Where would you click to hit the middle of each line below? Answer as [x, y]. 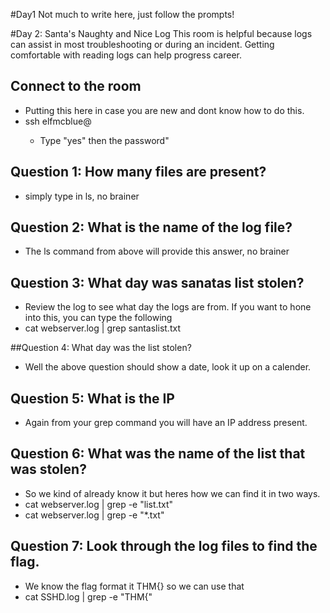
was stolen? [48, 469]
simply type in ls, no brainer [82, 196]
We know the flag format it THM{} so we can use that [134, 586]
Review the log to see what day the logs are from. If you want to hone [168, 307]
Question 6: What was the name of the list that [158, 454]
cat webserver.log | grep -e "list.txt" [99, 504]
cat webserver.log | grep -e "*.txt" [94, 515]
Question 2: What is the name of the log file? [151, 227]
